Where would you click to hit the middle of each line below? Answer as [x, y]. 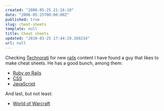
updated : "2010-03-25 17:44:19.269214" [48, 39]
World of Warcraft [31, 103]
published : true [22, 19]
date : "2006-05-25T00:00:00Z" [37, 15]
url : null [16, 43]
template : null [21, 29]
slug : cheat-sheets [26, 24]
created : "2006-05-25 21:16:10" [39, 10]
